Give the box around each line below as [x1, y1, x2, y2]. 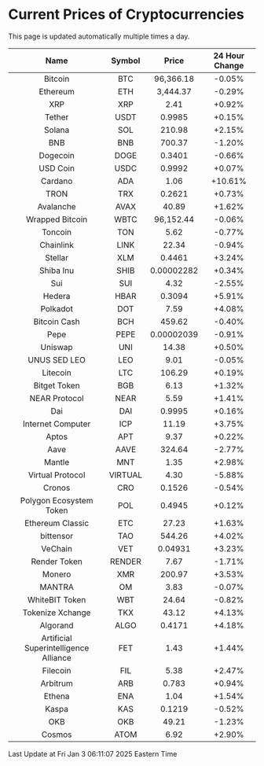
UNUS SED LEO [27, 354, 86, 365]
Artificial [41, 632, 72, 643]
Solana [44, 124, 70, 135]
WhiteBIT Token [27, 594, 86, 605]
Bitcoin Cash [33, 316, 80, 327]
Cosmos [41, 729, 72, 740]
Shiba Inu [38, 265, 75, 276]
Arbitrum [40, 678, 73, 689]
